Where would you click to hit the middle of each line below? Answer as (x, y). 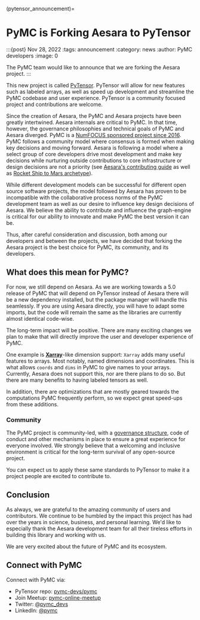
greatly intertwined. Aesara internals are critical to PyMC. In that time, (92, 122)
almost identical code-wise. (40, 318)
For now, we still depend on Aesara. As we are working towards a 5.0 (91, 287)
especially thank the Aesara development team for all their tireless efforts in (99, 528)
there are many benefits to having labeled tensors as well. (77, 380)
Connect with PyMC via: (36, 579)
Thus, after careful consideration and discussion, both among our (87, 234)
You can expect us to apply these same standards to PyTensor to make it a (98, 470)
